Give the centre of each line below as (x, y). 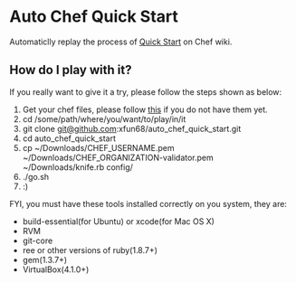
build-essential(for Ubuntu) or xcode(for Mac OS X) (119, 221)
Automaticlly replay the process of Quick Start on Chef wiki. (121, 42)
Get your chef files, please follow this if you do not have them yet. (145, 109)
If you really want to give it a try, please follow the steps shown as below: (146, 91)
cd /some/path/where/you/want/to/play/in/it (104, 118)
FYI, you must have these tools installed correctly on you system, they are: (148, 203)
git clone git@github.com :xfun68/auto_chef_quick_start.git (132, 128)
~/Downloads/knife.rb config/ (78, 167)
